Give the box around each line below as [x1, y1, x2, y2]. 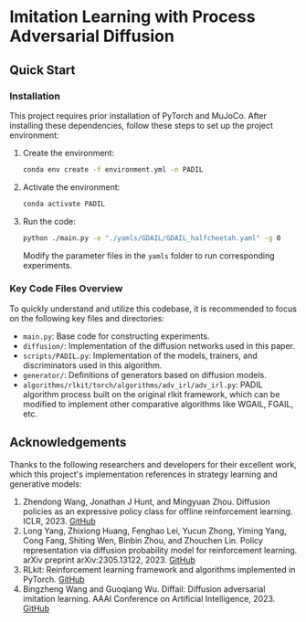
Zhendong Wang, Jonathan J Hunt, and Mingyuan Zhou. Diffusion [22, 496, 271, 507]
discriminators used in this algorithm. [22, 359, 163, 371]
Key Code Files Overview [9, 282, 123, 295]
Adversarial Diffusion [9, 26, 175, 47]
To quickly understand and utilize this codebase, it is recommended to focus [9, 303, 297, 314]
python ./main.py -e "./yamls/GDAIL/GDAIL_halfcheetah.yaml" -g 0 [22, 233, 281, 243]
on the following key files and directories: [9, 312, 164, 323]
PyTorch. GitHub [22, 574, 85, 585]
